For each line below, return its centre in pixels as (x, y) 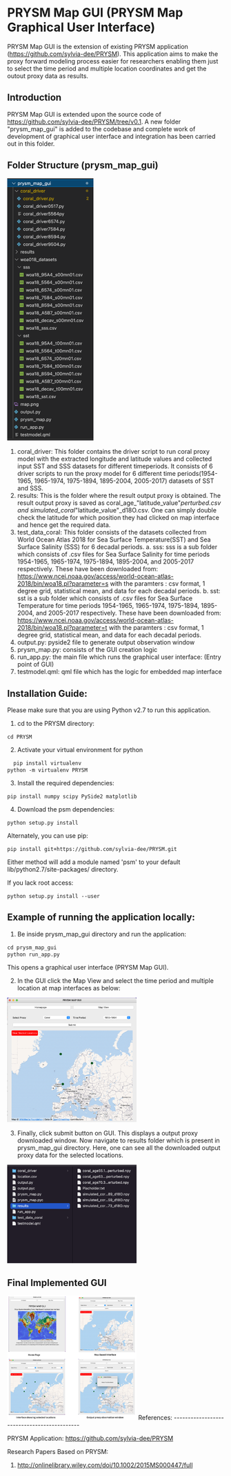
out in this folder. (31, 144)
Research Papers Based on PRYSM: (58, 1451)
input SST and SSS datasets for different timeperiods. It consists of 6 (115, 466)
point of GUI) (36, 664)
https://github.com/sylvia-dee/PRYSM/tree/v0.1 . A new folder (94, 122)
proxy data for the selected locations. (70, 1156)
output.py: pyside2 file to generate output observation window (106, 642)
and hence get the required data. (64, 525)
